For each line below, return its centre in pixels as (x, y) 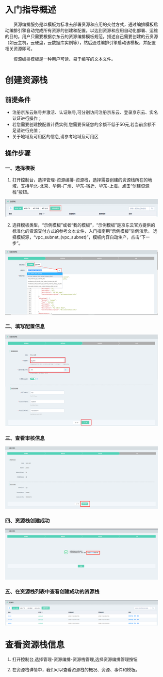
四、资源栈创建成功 (27, 521)
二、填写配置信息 (25, 326)
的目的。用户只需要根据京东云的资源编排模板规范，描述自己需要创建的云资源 (81, 36)
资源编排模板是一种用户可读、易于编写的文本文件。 (64, 59)
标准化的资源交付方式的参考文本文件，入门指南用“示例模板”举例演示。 (82, 231)
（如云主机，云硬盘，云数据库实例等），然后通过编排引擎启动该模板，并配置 (81, 42)
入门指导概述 (31, 10)
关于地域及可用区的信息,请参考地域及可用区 (55, 136)
